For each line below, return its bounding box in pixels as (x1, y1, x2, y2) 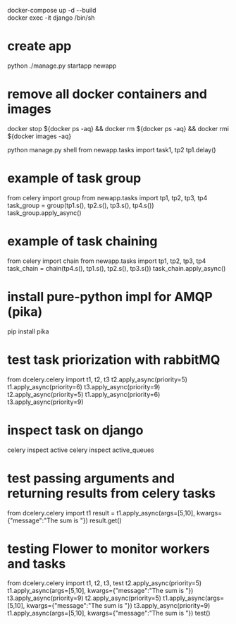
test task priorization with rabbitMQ (7, 352, 221, 367)
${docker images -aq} (7, 132, 72, 140)
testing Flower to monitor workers (7, 541, 210, 556)
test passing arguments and (7, 470, 175, 486)
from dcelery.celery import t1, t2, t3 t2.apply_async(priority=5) (7, 375, 188, 384)
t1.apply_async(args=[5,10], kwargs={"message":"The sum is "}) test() (7, 609, 211, 618)
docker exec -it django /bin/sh (7, 13, 95, 22)
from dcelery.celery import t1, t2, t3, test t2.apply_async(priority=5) (7, 579, 202, 587)
